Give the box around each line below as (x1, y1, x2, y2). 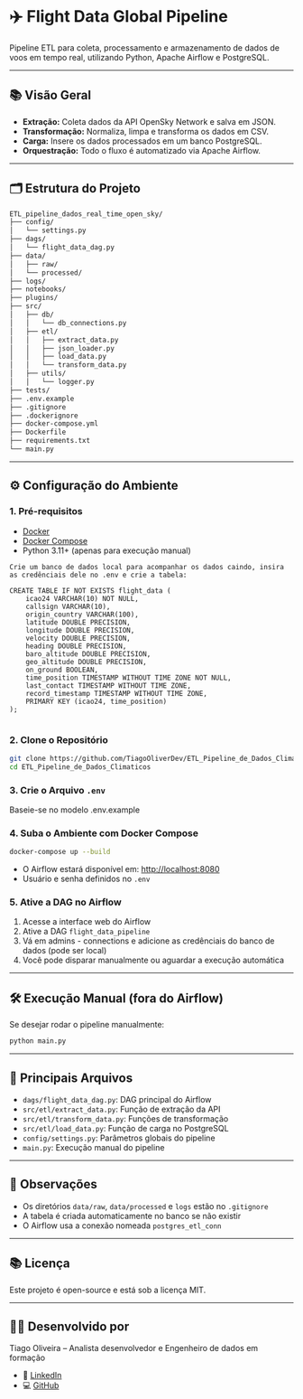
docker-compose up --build (9, 848, 111, 857)
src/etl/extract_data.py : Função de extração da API (22, 1103, 221, 1114)
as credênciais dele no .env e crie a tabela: (9, 570, 188, 579)
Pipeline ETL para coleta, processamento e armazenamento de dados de (9, 42, 280, 53)
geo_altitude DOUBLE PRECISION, (25, 657, 147, 666)
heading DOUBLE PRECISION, (25, 642, 127, 651)
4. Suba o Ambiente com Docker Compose (9, 827, 198, 840)
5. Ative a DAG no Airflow (9, 896, 122, 908)
